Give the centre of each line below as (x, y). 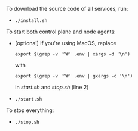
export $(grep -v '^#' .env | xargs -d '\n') (72, 54)
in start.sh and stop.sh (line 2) (52, 87)
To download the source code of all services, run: (67, 9)
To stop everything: (30, 110)
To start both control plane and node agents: (61, 32)
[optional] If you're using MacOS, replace (65, 43)
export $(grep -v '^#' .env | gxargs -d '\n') (74, 76)
